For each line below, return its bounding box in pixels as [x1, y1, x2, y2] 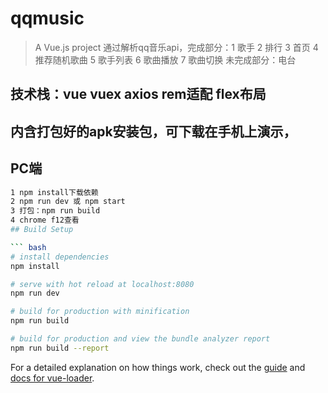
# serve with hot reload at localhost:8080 [10, 279, 195, 289]
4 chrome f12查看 [10, 215, 80, 226]
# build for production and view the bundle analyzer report [10, 334, 271, 344]
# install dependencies [10, 252, 110, 262]
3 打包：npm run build [10, 206, 101, 216]
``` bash [10, 242, 47, 252]
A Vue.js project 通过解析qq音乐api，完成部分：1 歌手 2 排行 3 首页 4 [34, 41, 319, 53]
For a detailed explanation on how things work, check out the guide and [10, 361, 306, 373]
